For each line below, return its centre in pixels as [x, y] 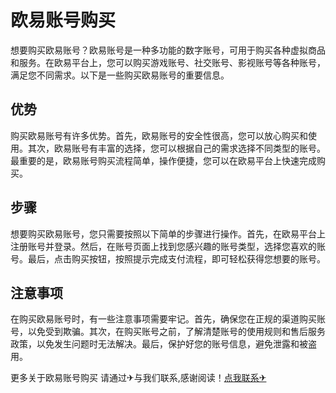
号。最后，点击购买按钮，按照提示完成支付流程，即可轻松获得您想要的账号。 [168, 258]
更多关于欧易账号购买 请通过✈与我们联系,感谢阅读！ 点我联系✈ [138, 378]
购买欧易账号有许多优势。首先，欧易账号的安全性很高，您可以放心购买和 [159, 135]
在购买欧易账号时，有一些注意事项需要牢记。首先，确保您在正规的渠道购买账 [168, 319]
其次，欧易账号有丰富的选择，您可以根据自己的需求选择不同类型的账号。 [176, 148]
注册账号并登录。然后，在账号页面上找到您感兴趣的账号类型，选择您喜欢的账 [168, 246]
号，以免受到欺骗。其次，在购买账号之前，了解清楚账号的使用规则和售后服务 [168, 332]
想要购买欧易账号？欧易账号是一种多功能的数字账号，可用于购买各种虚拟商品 [168, 50]
